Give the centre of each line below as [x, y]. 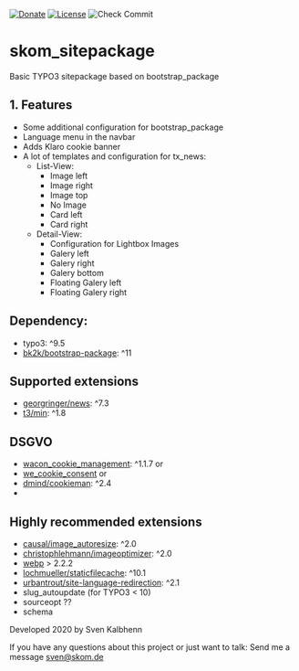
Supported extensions [74, 381]
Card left [66, 214]
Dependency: [49, 321]
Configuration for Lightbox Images [114, 243]
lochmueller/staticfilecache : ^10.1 [84, 573]
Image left [69, 176]
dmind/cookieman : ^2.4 [67, 484]
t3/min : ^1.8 [44, 413]
